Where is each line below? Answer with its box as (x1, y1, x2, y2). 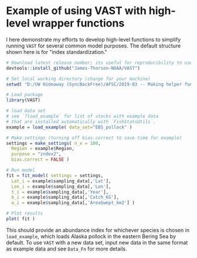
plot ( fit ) (6, 216, 35, 222)
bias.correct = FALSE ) (11, 157, 69, 162)
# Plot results (6, 211, 43, 216)
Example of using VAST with (6, 4, 147, 18)
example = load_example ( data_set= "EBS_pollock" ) (6, 124, 133, 130)
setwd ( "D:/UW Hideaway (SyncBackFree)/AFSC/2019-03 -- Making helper (6, 81, 182, 87)
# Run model (6, 167, 35, 174)
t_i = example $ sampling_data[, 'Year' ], (11, 189, 109, 195)
